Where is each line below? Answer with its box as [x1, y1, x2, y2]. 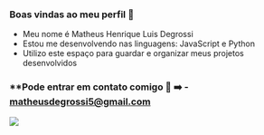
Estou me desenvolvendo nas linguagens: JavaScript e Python [22, 38, 256, 49]
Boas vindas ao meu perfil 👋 [9, 8, 135, 21]
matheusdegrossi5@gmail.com [9, 95, 151, 108]
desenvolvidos [22, 58, 78, 69]
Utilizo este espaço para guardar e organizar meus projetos [22, 48, 244, 59]
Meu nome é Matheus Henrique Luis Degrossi [22, 29, 194, 40]
